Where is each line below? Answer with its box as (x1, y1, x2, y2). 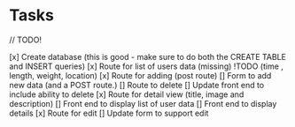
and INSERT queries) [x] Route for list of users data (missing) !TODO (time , (9, 61, 283, 71)
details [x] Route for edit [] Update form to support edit (9, 108, 209, 118)
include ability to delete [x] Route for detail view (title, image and (9, 89, 245, 100)
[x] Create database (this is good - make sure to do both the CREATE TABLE (9, 51, 286, 62)
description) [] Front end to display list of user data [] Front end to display (9, 98, 277, 108)
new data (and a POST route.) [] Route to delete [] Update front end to (9, 79, 265, 90)
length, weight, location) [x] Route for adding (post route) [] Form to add (9, 70, 272, 80)
